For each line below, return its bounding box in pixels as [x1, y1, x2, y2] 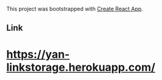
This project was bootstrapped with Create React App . [6, 5, 144, 12]
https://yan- [6, 47, 70, 61]
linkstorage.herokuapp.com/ [6, 60, 156, 74]
